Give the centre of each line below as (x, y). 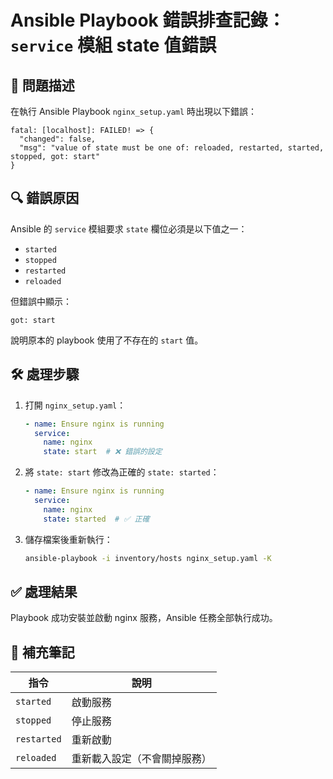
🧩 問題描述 (42, 85)
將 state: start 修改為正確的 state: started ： (122, 472)
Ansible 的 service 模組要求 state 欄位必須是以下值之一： (129, 228)
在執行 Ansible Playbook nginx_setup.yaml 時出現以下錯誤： (134, 111)
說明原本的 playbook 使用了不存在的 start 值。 (107, 340)
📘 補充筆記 (42, 652)
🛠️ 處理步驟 (45, 374)
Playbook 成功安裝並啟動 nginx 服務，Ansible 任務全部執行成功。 (144, 618)
